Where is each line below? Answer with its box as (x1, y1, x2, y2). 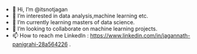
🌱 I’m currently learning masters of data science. (12, 19, 135, 25)
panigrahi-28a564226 (12, 41, 69, 48)
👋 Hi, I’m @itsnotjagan (12, 6, 69, 13)
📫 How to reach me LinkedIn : (12, 32, 89, 39)
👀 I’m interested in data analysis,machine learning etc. (12, 12, 149, 19)
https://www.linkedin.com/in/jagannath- (89, 32, 191, 39)
